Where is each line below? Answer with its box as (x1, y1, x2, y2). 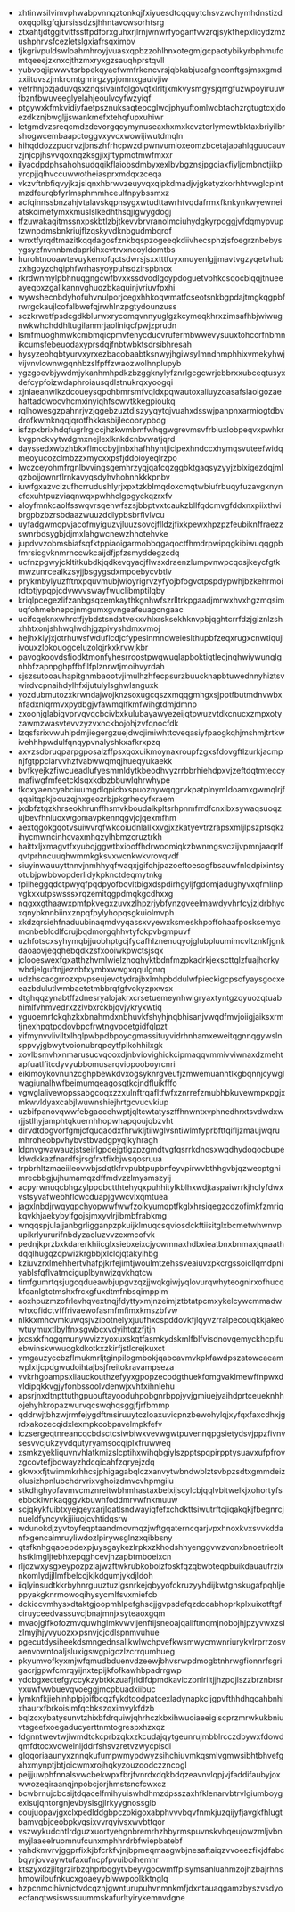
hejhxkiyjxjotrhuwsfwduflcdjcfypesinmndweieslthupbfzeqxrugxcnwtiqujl (17, 633, 284, 643)
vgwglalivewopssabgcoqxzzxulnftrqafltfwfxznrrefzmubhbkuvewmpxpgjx (17, 1087, 286, 1097)
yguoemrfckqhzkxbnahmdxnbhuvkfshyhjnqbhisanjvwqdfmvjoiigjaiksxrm (17, 1012, 284, 1022)
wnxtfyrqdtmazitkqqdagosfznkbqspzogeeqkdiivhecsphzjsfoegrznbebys (17, 235, 283, 245)
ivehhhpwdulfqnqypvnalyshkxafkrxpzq (17, 737, 160, 747)
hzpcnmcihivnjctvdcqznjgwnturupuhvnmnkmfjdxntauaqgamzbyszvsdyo (17, 1883, 283, 1893)
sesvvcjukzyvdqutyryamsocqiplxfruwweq (17, 1438, 172, 1448)
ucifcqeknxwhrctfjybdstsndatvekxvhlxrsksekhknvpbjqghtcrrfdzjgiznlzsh (17, 614, 283, 624)
